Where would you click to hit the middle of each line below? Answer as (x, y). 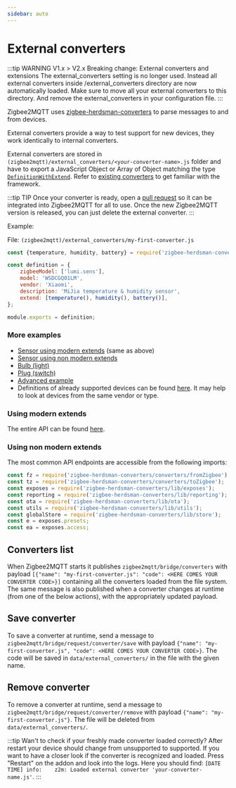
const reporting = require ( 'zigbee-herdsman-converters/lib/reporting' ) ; (118, 495)
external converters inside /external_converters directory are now (102, 83)
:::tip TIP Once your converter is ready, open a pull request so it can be (110, 197)
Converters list (40, 549)
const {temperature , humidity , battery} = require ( (84, 253)
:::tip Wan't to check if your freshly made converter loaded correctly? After (115, 740)
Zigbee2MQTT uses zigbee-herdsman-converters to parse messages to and (118, 112)
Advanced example (45, 380)
